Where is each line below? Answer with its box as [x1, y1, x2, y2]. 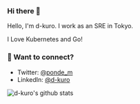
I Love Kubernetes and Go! [7, 35, 83, 43]
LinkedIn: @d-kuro [17, 75, 70, 83]
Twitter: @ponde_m [17, 68, 73, 76]
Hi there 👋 [7, 6, 41, 16]
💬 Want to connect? [7, 52, 74, 62]
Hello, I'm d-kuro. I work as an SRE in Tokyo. [7, 22, 133, 30]
